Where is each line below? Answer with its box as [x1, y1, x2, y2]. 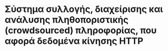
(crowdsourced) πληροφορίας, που [5, 25, 157, 36]
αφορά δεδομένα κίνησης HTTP [5, 35, 144, 47]
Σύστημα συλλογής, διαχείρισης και [5, 3, 163, 15]
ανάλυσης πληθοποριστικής [5, 14, 129, 25]
